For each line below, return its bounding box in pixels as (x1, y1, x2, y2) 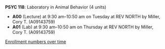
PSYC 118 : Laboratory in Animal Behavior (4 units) (5, 4, 107, 10)
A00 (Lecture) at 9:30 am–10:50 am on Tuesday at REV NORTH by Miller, (12, 14, 161, 19)
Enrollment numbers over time (5, 39, 66, 45)
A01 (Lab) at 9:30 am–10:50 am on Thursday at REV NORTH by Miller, (12, 24, 154, 30)
